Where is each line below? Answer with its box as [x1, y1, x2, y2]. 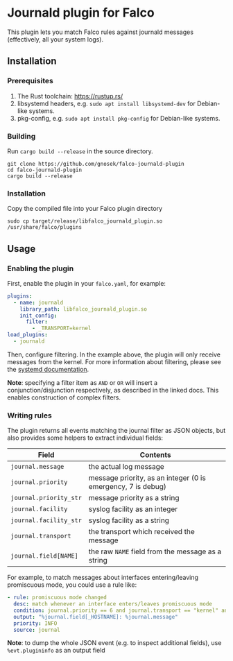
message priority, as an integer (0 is [88, 473, 206, 483]
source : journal [13, 626, 60, 633]
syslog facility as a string [88, 515, 170, 525]
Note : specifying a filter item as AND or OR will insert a [7, 378, 158, 386]
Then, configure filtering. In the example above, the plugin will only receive [7, 350, 221, 359]
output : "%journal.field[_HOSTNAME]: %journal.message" [13, 613, 178, 620]
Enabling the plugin [7, 264, 74, 273]
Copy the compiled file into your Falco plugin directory [7, 205, 163, 213]
